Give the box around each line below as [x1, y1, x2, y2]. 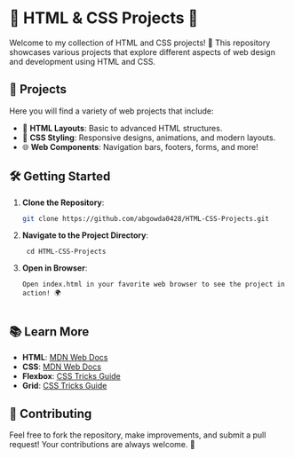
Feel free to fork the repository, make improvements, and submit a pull [9, 430, 266, 440]
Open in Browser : [21, 263, 88, 273]
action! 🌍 [21, 288, 62, 298]
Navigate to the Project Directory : [21, 230, 149, 241]
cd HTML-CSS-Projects [26, 248, 107, 257]
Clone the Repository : [21, 197, 105, 208]
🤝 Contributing [9, 406, 92, 421]
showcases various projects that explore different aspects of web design [9, 46, 275, 57]
